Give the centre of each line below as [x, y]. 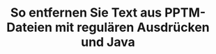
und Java [108, 42]
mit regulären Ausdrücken [132, 27]
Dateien [29, 27]
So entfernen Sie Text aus [86, 13]
